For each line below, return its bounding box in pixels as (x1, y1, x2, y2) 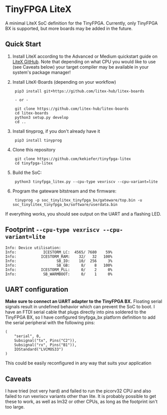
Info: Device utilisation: (5, 245, 61, 250)
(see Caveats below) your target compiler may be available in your (12, 64, 149, 70)
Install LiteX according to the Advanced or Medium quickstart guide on (12, 53, 158, 59)
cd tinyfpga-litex (14, 160, 53, 166)
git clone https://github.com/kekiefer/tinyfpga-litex (14, 156, 131, 161)
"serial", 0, (14, 334, 41, 339)
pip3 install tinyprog (14, 138, 62, 143)
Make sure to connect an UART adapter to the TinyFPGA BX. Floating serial (5, 298, 163, 304)
